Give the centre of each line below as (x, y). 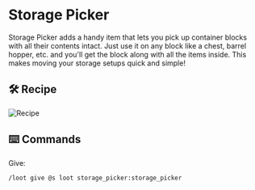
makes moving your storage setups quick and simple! (97, 63)
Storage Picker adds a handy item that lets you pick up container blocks (128, 37)
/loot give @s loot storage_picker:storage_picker (95, 178)
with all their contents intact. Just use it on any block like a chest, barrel (127, 45)
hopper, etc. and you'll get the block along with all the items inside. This (127, 54)
